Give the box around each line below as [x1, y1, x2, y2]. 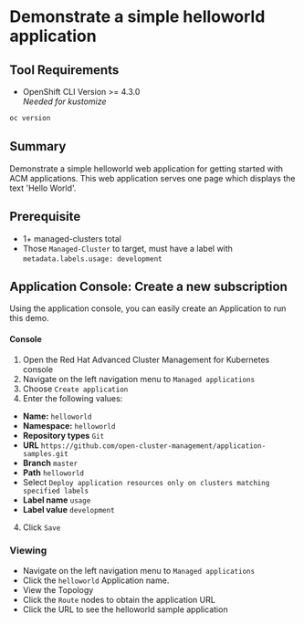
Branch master [22, 457, 79, 468]
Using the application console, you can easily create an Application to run [9, 303, 287, 314]
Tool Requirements [9, 62, 120, 78]
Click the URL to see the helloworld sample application [22, 604, 228, 615]
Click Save [22, 522, 61, 533]
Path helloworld [22, 467, 85, 478]
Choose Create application [22, 383, 129, 394]
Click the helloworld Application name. [22, 575, 170, 586]
